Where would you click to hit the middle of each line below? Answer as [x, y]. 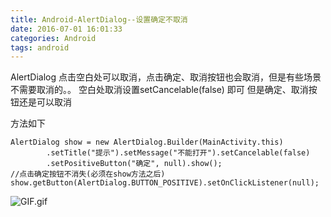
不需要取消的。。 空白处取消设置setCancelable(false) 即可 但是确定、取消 [159, 90]
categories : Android [53, 38]
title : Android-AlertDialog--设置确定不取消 [99, 19]
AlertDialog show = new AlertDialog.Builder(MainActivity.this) [147, 142]
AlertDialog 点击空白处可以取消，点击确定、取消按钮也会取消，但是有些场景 [166, 77]
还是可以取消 [45, 102]
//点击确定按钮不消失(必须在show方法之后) [88, 174]
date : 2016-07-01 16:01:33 [66, 29]
